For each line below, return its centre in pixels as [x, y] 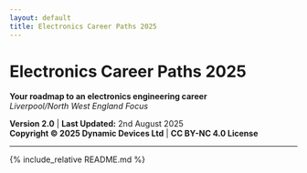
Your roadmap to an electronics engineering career [108, 97]
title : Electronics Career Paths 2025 [83, 26]
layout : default [40, 18]
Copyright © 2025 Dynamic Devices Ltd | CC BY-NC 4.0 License [134, 134]
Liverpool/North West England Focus [79, 107]
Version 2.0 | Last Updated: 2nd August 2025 [97, 124]
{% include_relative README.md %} [78, 159]
